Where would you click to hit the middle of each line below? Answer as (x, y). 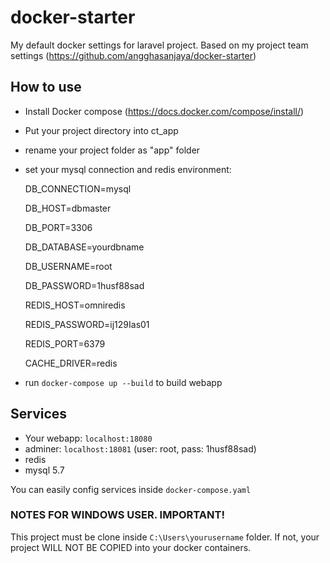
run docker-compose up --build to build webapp (123, 382)
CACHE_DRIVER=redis (71, 363)
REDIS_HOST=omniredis (75, 305)
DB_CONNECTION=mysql (78, 188)
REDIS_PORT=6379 (65, 343)
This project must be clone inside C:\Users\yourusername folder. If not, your (165, 537)
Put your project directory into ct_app (101, 130)
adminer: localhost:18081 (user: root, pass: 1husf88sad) (140, 448)
